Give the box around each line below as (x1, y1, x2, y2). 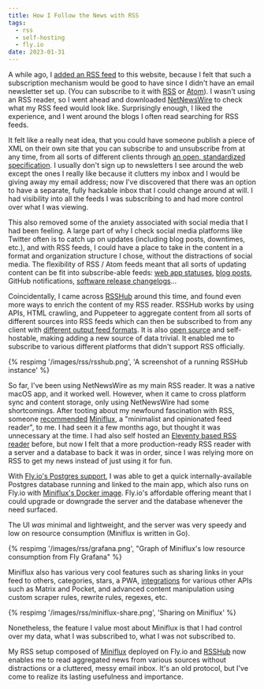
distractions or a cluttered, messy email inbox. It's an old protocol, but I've (8, 664, 249, 672)
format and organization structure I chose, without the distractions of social (8, 251, 253, 260)
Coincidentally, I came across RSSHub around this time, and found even (8, 292, 242, 300)
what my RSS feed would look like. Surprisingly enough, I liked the (8, 103, 223, 113)
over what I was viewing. (8, 203, 89, 211)
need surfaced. (8, 505, 58, 514)
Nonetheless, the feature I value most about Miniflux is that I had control (8, 624, 243, 632)
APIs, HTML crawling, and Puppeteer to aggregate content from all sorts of (8, 308, 252, 318)
